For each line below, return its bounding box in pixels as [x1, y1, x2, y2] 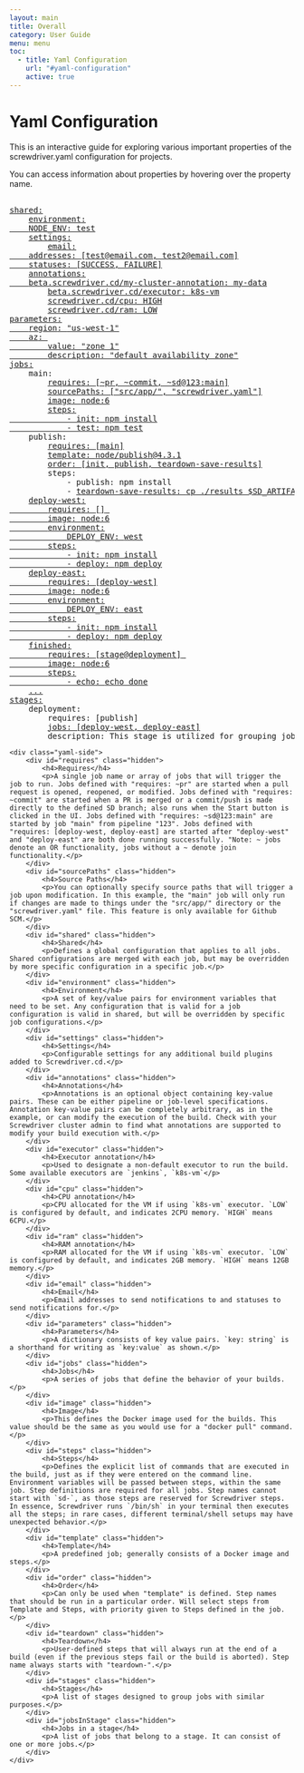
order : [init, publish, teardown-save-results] [47, 459, 262, 469]
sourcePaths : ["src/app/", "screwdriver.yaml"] [47, 386, 262, 396]
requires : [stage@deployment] [47, 649, 182, 659]
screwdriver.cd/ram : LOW [47, 305, 158, 315]
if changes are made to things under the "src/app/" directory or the [9, 899, 281, 908]
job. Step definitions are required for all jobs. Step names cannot [9, 1486, 278, 1495]
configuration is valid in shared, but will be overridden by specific [9, 1009, 285, 1018]
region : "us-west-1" [28, 323, 119, 333]
